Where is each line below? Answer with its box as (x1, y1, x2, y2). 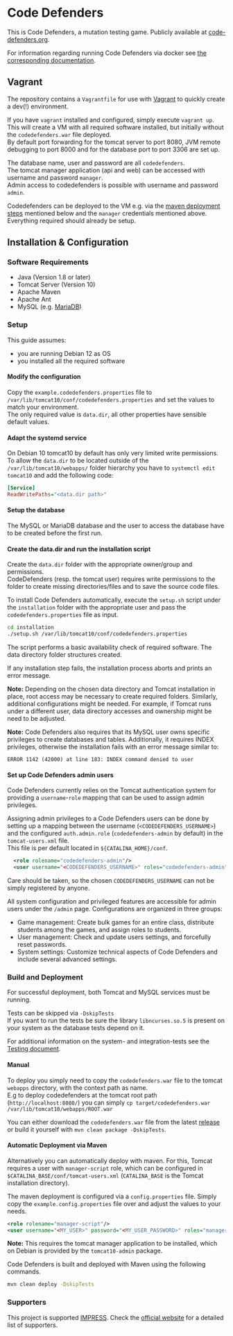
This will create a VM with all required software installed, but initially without (7, 123, 224, 131)
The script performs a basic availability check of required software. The (7, 643, 212, 651)
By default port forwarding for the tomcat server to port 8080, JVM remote (7, 138, 221, 146)
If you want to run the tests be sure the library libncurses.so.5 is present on (7, 1016, 225, 1025)
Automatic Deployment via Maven (7, 1141, 107, 1150)
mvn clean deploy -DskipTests (7, 1281, 95, 1288)
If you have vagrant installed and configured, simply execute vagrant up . (7, 115, 214, 124)
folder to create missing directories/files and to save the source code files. (7, 583, 220, 591)
